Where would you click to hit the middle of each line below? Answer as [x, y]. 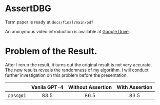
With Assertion [134, 87]
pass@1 [17, 95]
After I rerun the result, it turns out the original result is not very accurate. [79, 64]
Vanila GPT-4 [47, 87]
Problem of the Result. [51, 51]
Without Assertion [90, 87]
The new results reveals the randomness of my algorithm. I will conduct [77, 70]
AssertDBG [28, 9]
